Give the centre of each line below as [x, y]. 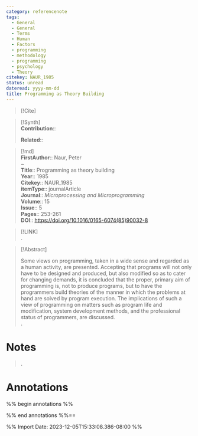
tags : [13, 17]
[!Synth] [30, 122]
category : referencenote [37, 12]
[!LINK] [29, 231]
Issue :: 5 [31, 208]
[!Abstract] [34, 249]
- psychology [27, 66]
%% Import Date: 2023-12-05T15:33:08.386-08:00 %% [74, 427]
